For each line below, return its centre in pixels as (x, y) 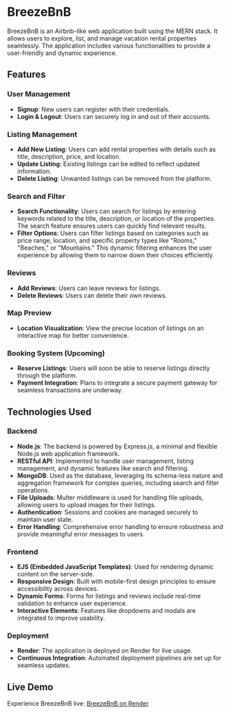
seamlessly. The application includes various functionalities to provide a (109, 45)
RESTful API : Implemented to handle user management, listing (105, 461)
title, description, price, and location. (69, 156)
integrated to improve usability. (61, 618)
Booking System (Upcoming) (56, 353)
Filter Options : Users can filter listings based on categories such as (113, 233)
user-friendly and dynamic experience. (62, 53)
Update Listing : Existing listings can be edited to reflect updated (108, 164)
